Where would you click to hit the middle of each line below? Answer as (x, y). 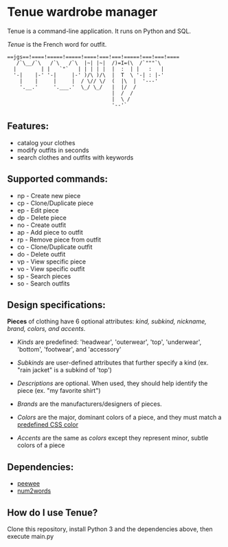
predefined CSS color (48, 425)
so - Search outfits (43, 283)
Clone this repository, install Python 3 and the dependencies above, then (110, 529)
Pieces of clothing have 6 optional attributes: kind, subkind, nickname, (107, 321)
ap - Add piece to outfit (50, 232)
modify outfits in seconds (53, 150)
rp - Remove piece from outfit (59, 239)
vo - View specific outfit (51, 268)
